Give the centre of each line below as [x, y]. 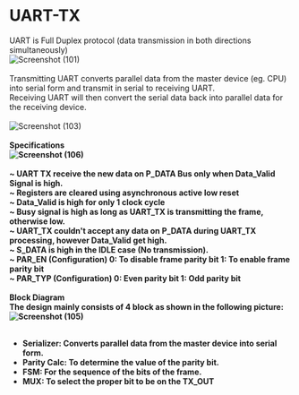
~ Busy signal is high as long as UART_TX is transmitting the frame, [137, 211]
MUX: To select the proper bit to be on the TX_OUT [118, 381]
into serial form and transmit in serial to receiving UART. [112, 88]
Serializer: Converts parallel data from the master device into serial [149, 343]
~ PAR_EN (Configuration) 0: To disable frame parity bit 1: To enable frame [150, 259]
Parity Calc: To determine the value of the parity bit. [120, 362]
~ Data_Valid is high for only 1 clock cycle [87, 202]
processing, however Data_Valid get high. [88, 240]
